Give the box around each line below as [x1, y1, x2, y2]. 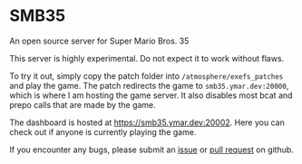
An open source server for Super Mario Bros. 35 [9, 35, 190, 46]
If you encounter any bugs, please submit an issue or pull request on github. [9, 144, 295, 155]
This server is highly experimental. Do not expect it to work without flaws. [9, 53, 285, 63]
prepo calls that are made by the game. [9, 99, 156, 110]
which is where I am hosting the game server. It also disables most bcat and [9, 90, 293, 101]
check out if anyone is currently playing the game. [9, 126, 197, 137]
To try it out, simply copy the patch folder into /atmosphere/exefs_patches [9, 70, 284, 82]
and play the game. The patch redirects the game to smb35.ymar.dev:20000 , [9, 80, 289, 91]
